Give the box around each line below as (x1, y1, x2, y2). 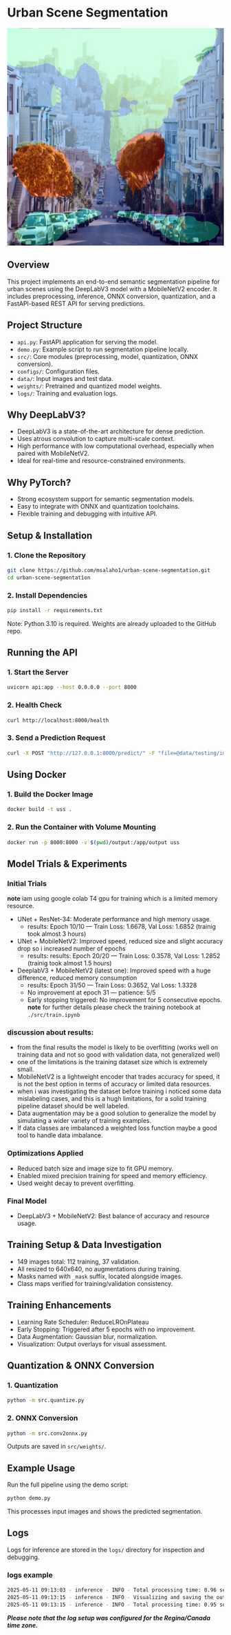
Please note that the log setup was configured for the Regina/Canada (7, 1614, 211, 1622)
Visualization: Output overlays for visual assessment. (16, 1340, 167, 1348)
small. (16, 1065, 34, 1074)
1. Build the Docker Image (7, 790, 93, 799)
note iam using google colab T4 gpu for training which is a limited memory (7, 894, 218, 903)
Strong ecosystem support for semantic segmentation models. (16, 495, 195, 503)
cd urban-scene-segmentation (7, 574, 91, 581)
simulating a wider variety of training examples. (16, 1117, 152, 1125)
